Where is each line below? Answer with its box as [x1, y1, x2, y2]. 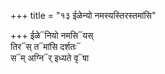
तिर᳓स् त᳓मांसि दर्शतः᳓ [10, 41, 82, 52]
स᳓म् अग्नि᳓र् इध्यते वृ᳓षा [10, 52, 90, 64]
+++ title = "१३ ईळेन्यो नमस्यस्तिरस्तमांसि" [10, 10, 157, 21]
